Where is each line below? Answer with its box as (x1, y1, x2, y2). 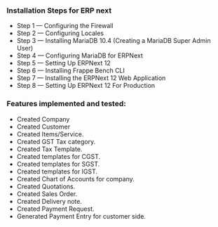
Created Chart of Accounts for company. (16, 174, 135, 183)
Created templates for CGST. (16, 152, 101, 160)
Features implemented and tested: (6, 99, 127, 109)
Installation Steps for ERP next (6, 6, 112, 15)
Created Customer (16, 122, 71, 131)
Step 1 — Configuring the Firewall (16, 22, 114, 30)
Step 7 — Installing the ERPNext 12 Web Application (16, 74, 166, 82)
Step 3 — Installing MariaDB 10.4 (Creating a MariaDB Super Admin (16, 37, 211, 45)
